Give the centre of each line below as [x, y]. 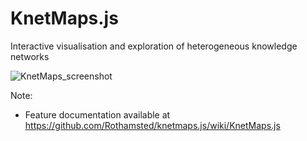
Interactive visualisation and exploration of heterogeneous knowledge [154, 46]
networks [30, 56]
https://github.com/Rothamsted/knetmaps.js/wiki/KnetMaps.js [152, 125]
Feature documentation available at [97, 114]
